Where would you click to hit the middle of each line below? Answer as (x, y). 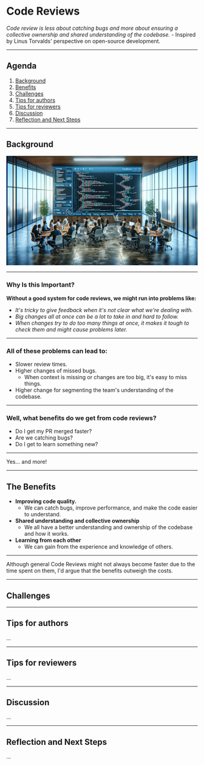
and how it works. (46, 534)
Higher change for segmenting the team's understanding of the (94, 390)
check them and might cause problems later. (71, 329)
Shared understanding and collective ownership (77, 521)
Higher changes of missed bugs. (56, 371)
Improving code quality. (46, 502)
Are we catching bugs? (44, 438)
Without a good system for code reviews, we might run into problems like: (101, 298)
